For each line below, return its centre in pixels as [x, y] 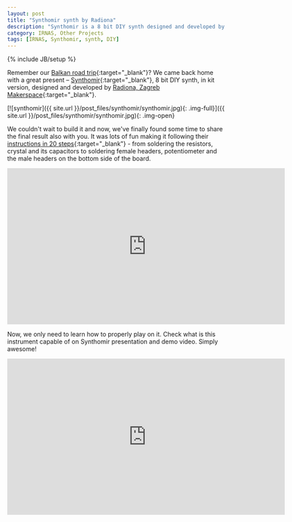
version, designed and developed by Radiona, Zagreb [84, 87]
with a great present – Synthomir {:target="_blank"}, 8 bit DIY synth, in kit [111, 80]
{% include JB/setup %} [42, 59]
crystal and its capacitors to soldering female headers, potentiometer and [112, 151]
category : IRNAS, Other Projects [55, 33]
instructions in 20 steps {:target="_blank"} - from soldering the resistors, [110, 144]
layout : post [26, 14]
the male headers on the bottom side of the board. [79, 159]
